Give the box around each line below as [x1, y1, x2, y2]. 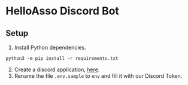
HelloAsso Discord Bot [5, 4, 119, 18]
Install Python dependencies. [14, 44, 86, 51]
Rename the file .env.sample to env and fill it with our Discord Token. [14, 72, 183, 79]
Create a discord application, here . [14, 66, 100, 73]
